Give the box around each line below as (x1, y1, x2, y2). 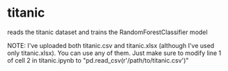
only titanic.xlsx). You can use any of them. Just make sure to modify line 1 (7, 49, 222, 57)
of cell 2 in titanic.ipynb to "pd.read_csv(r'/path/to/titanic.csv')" (7, 56, 190, 64)
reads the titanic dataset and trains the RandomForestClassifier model (7, 28, 208, 36)
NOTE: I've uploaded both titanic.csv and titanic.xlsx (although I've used (7, 41, 215, 49)
